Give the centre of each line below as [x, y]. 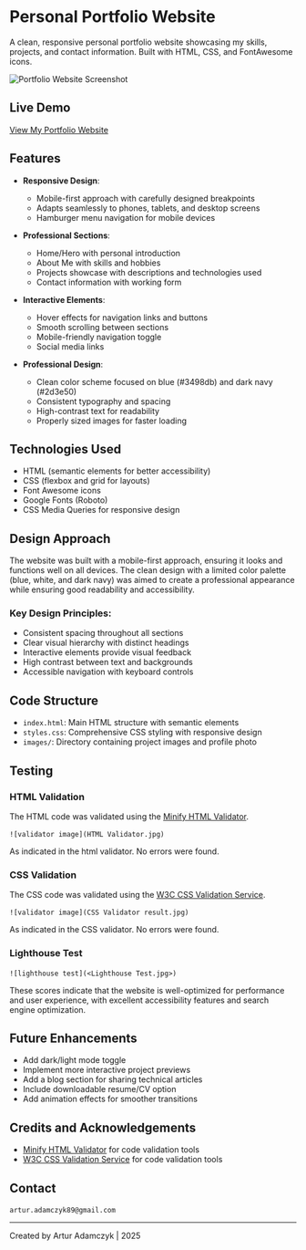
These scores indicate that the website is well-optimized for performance [147, 990]
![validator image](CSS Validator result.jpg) [99, 913]
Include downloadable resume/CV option [99, 1089]
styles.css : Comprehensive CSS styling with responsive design [142, 733]
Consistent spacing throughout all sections [103, 633]
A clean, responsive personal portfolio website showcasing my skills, [138, 42]
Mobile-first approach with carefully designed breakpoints [145, 198]
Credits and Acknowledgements [103, 1127]
